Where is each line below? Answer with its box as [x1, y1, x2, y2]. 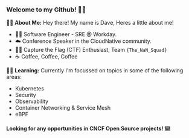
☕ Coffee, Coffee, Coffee [14, 53, 78, 60]
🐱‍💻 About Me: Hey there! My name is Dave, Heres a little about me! [6, 19, 174, 27]
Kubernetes [14, 85, 44, 92]
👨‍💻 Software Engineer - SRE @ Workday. [14, 31, 117, 38]
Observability [14, 98, 49, 105]
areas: [6, 74, 22, 81]
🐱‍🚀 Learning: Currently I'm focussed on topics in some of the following [6, 67, 184, 74]
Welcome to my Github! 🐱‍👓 [6, 5, 86, 14]
